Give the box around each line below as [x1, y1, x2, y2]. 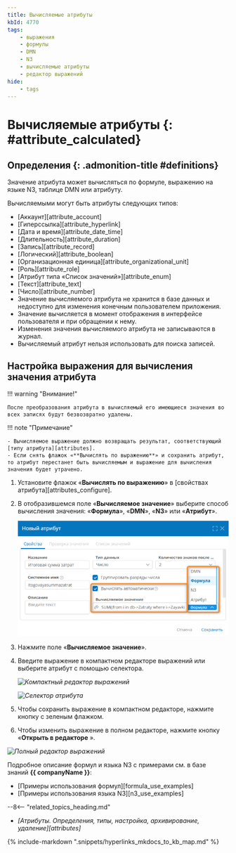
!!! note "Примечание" [7, 424, 73, 432]
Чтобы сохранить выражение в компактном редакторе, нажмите [17, 705, 214, 713]
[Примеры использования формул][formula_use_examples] [17, 781, 194, 790]
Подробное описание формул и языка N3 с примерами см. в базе [7, 760, 206, 769]
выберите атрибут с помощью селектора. [17, 664, 144, 672]
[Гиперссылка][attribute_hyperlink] [17, 220, 121, 228]
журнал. [17, 332, 43, 341]
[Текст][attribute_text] [17, 280, 82, 288]
